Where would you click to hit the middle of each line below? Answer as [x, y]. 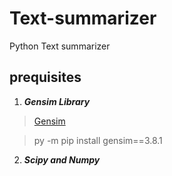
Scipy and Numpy [62, 159]
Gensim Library [57, 101]
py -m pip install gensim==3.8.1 [98, 140]
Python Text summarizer [60, 46]
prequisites [45, 77]
